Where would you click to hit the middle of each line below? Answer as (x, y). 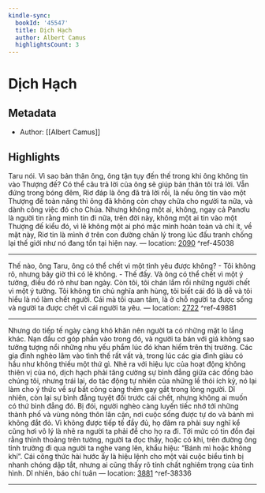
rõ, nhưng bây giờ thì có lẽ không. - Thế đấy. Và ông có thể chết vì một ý (126, 274)
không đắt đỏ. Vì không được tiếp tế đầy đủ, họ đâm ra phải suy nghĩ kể (124, 423)
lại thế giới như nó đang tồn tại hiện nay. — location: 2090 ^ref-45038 (121, 243)
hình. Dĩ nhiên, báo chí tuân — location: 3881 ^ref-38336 (100, 473)
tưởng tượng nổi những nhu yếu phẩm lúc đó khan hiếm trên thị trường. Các (131, 347)
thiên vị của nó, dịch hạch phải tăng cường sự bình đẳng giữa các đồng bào (131, 372)
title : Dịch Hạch (44, 30)
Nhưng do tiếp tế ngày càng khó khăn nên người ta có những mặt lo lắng (126, 330)
